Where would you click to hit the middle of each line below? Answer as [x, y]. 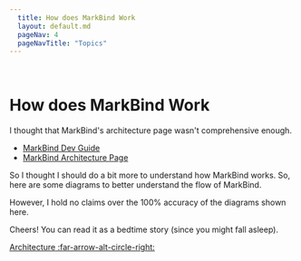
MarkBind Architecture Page [75, 158]
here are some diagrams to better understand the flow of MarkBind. [136, 185]
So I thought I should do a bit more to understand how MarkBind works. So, [150, 175]
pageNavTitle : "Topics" [62, 43]
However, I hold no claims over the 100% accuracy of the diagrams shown [148, 203]
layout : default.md [54, 26]
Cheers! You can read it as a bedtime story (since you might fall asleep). [144, 230]
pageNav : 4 [38, 34]
